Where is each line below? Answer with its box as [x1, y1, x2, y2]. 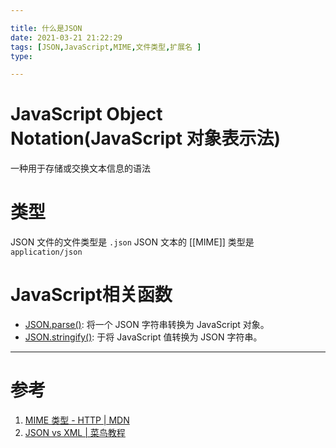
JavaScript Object [10, 103, 163, 126]
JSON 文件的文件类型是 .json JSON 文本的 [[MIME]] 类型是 [10, 236, 255, 248]
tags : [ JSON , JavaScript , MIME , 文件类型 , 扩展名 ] [10, 42, 202, 52]
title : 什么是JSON [10, 23, 83, 33]
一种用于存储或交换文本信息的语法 [10, 162, 151, 175]
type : [10, 51, 33, 61]
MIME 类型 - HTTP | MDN [24, 414, 130, 426]
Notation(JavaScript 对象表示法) [10, 127, 282, 150]
